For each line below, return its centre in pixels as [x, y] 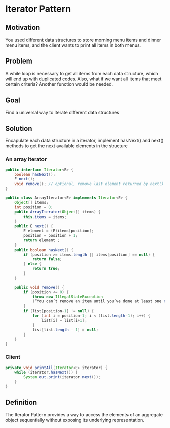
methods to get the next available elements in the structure [67, 146]
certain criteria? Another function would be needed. [59, 84]
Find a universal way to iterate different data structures [62, 112]
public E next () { [34, 226]
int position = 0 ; [34, 207]
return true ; [46, 269]
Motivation [23, 28]
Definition [21, 402]
